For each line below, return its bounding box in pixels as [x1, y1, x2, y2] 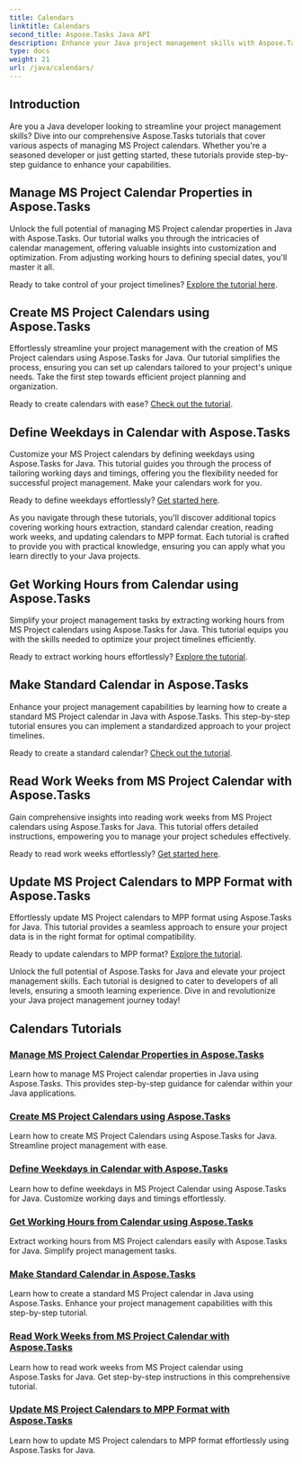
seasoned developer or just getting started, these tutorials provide [9, 150, 254, 160]
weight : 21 [9, 55, 50, 64]
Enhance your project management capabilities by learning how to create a [9, 701, 288, 712]
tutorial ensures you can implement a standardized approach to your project [9, 720, 291, 731]
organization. [9, 381, 58, 392]
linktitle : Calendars [9, 22, 91, 31]
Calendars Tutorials [9, 1021, 122, 1036]
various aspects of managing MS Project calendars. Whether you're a [9, 140, 267, 150]
